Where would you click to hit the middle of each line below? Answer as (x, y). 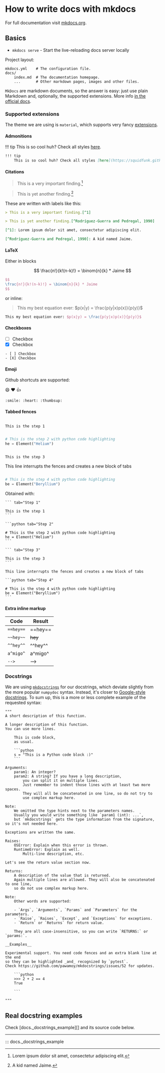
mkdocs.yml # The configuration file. (48, 68)
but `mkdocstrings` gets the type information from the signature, (84, 820)
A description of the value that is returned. (62, 875)
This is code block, (35, 738)
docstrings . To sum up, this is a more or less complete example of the (76, 698)
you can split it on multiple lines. (61, 781)
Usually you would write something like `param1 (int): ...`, (79, 815)
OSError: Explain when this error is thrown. (61, 845)
